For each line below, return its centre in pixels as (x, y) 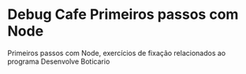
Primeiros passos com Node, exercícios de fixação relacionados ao (117, 53)
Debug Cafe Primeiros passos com (123, 15)
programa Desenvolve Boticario (59, 61)
